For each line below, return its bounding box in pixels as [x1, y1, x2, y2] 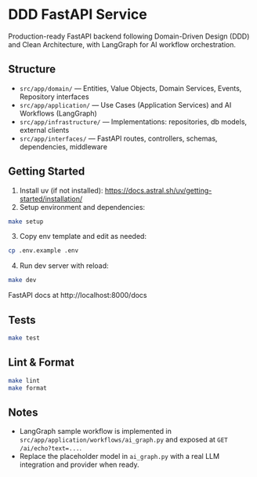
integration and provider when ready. [19, 460, 139, 469]
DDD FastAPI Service [8, 6, 147, 24]
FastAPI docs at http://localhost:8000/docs [8, 291, 147, 300]
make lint [8, 376, 41, 384]
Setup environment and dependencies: [19, 202, 146, 211]
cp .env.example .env [8, 247, 79, 255]
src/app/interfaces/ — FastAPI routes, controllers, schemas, [19, 134, 218, 143]
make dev [8, 277, 37, 284]
